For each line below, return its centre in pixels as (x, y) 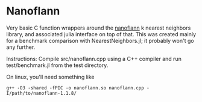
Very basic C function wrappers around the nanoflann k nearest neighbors (99, 28)
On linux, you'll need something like (50, 77)
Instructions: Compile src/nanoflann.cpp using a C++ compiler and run (94, 59)
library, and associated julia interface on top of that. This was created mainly (101, 34)
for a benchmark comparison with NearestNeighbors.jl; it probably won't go (100, 40)
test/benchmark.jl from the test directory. (57, 65)
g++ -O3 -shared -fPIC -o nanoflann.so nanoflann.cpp (75, 88)
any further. (21, 47)
